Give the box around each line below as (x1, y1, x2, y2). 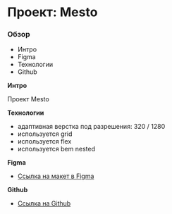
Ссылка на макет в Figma (17, 172, 94, 180)
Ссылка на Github (17, 199, 71, 208)
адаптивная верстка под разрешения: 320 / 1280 (17, 122, 166, 131)
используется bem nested (17, 145, 95, 153)
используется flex (17, 137, 72, 146)
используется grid (17, 130, 73, 138)
